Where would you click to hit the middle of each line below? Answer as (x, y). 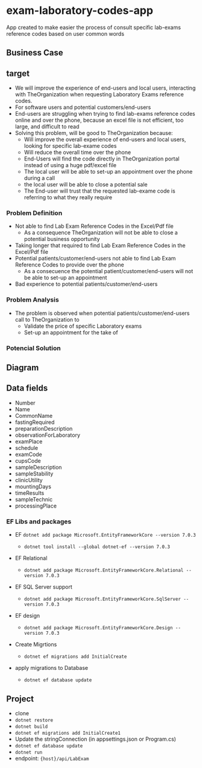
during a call (39, 178)
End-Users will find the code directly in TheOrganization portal (102, 159)
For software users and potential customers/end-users (83, 107)
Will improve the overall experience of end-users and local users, (105, 139)
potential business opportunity (62, 239)
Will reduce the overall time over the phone (77, 153)
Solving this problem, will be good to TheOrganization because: (94, 133)
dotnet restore (34, 720)
